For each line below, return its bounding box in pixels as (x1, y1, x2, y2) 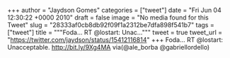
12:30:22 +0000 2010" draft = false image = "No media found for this (7, 13, 209, 22)
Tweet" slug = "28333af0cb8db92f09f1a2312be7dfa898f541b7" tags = (7, 21, 214, 29)
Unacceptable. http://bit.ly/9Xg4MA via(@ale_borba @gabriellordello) (7, 43, 210, 51)
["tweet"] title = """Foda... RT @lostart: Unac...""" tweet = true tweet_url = (7, 28, 223, 36)
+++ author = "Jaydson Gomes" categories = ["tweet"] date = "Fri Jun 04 (7, 6, 222, 14)
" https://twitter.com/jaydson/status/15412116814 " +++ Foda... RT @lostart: (7, 36, 224, 44)
